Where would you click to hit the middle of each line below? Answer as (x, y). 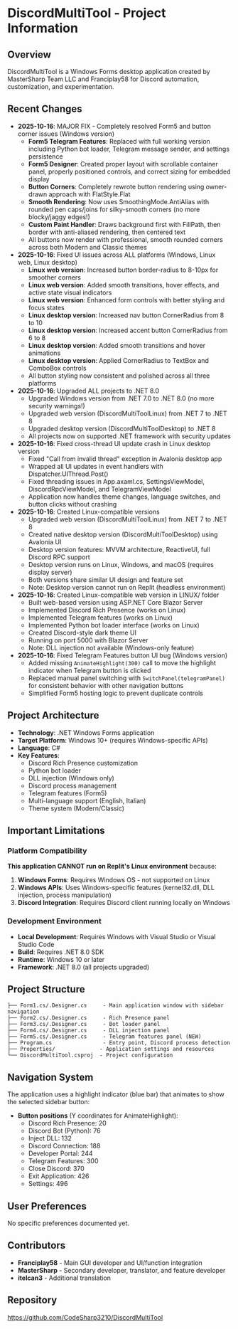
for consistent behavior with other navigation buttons (106, 685)
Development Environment (54, 921)
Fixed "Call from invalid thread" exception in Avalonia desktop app (125, 459)
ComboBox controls (57, 368)
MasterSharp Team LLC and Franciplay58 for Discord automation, (103, 79)
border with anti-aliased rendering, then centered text (107, 232)
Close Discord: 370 (56, 1169)
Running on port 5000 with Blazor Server (88, 640)
